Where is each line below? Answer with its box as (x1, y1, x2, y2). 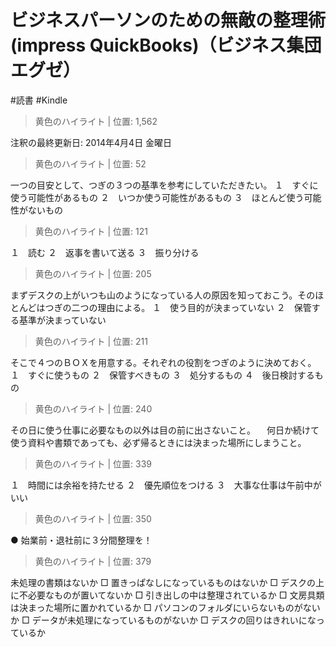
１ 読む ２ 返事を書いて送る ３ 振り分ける (10, 246, 200, 258)
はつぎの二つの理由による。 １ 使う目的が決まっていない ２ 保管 (36, 301, 312, 313)
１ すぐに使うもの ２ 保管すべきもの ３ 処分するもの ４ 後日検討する (10, 369, 315, 381)
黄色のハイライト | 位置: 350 (34, 512, 152, 525)
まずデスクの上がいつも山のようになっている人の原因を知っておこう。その (10, 289, 316, 301)
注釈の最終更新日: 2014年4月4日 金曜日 (10, 136, 173, 148)
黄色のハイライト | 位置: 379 (34, 555, 152, 567)
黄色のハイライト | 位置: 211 (34, 335, 148, 347)
